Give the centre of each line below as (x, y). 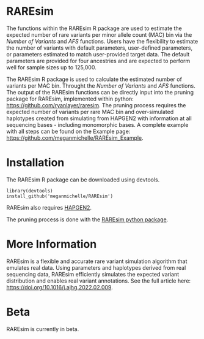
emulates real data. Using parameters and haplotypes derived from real (96, 267)
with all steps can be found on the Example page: (68, 131)
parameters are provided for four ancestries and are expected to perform (98, 61)
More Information (52, 244)
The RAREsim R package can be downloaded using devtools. (83, 180)
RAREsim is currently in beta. (43, 329)
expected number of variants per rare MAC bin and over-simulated (90, 112)
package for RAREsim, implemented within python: (70, 99)
